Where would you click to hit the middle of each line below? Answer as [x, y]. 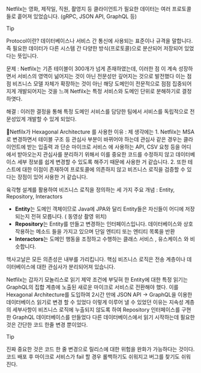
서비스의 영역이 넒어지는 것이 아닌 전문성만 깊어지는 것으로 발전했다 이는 [101, 76]
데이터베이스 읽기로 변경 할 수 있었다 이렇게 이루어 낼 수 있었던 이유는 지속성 [95, 302]
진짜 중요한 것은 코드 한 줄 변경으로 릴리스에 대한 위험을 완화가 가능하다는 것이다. [100, 349]
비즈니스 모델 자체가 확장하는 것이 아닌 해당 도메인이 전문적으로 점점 [91, 84]
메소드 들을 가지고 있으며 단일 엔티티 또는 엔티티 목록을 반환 [105, 231]
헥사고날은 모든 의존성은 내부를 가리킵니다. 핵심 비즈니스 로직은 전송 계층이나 [96, 259]
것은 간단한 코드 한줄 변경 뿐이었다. [47, 325]
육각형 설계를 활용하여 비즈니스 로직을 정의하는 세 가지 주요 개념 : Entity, [91, 190]
